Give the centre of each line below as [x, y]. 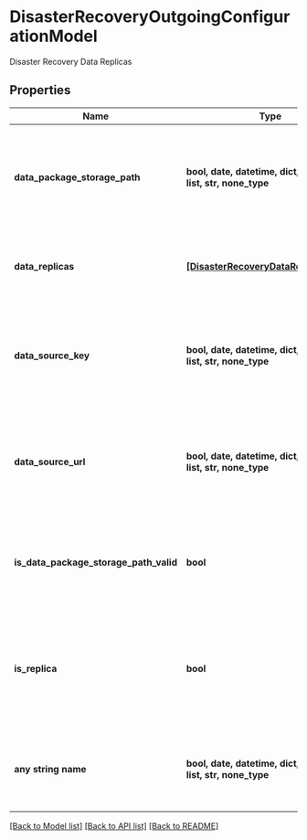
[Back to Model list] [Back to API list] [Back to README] [114, 825]
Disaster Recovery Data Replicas [71, 61]
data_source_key [52, 356]
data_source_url [50, 462]
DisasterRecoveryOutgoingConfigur [150, 17]
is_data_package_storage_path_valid [96, 562]
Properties [40, 90]
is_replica [36, 668]
